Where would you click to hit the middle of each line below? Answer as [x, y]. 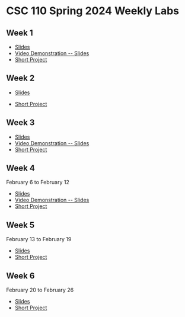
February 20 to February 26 [40, 290]
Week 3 [20, 123]
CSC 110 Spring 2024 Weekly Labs [93, 11]
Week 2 [20, 78]
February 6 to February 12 [38, 182]
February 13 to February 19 [39, 239]
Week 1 [20, 33]
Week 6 [20, 276]
